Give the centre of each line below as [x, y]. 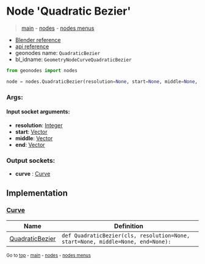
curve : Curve [33, 174]
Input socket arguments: [38, 112]
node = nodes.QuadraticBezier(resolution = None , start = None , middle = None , [102, 81]
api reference [32, 46]
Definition [128, 226]
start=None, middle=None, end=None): [117, 241]
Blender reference [38, 40]
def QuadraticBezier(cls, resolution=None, [126, 235]
